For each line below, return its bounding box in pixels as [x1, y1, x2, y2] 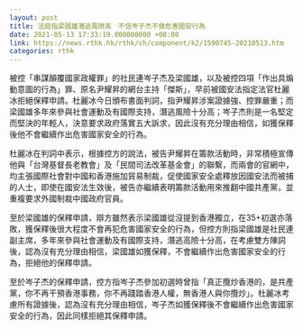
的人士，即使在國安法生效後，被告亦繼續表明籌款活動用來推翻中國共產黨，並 [9, 182, 294, 193]
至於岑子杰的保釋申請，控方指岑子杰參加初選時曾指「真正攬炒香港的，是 [9, 277, 278, 288]
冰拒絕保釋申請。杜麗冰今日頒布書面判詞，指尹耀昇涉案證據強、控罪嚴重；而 [9, 96, 294, 106]
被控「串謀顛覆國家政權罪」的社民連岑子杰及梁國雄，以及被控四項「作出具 [9, 73, 286, 84]
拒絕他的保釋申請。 [24, 258, 96, 269]
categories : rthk [9, 47, 75, 56]
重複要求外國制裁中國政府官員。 [9, 193, 128, 204]
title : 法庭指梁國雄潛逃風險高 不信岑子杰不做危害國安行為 [9, 22, 206, 31]
